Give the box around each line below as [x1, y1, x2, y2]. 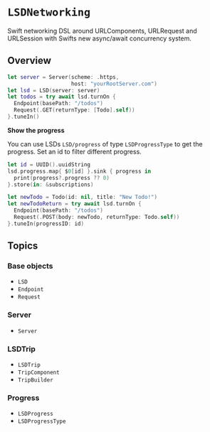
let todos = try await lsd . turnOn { [7, 93, 116, 101]
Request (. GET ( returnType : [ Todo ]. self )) [14, 107, 135, 114]
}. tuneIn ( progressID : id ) [7, 220, 84, 227]
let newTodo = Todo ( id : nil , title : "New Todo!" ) [7, 194, 158, 201]
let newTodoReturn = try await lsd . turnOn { [7, 200, 142, 207]
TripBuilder [17, 377, 53, 384]
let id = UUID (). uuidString [7, 161, 91, 168]
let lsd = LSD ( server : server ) [7, 87, 100, 94]
